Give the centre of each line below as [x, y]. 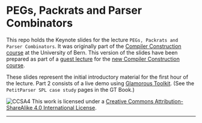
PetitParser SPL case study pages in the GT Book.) [71, 89]
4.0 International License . [66, 107]
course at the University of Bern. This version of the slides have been [92, 52]
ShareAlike [20, 107]
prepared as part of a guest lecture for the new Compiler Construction [93, 59]
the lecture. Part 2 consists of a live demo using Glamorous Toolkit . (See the [100, 83]
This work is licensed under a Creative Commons [93, 101]
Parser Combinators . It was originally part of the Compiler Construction [94, 46]
